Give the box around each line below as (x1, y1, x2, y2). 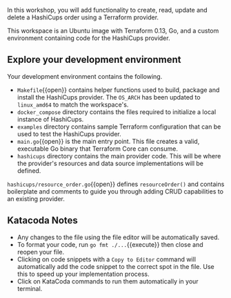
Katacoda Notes (7, 214, 78, 227)
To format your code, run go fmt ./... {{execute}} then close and (17, 240, 203, 248)
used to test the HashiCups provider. (17, 129, 122, 138)
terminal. (17, 284, 43, 292)
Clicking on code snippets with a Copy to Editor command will (17, 255, 197, 263)
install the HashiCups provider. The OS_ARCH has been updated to (17, 93, 201, 101)
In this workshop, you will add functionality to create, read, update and (7, 6, 208, 14)
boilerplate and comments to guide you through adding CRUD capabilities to (7, 187, 224, 196)
